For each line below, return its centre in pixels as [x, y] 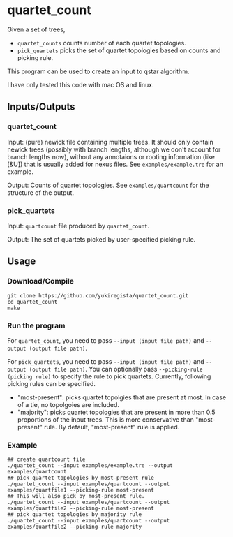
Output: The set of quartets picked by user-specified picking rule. [102, 239]
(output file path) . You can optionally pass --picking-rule [116, 369]
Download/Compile [41, 281]
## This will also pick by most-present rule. [76, 496]
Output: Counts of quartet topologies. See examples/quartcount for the [108, 185]
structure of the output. [41, 192]
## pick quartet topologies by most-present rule [81, 478]
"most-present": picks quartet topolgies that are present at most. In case [122, 397]
